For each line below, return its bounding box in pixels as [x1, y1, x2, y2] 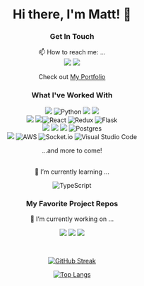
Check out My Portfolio [38, 73, 106, 81]
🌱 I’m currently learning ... [34, 167, 110, 176]
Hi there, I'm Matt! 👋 [12, 6, 132, 23]
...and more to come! [41, 146, 103, 155]
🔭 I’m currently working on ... [30, 215, 114, 223]
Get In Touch [49, 32, 95, 42]
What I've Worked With [31, 90, 113, 100]
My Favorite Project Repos [25, 198, 119, 208]
